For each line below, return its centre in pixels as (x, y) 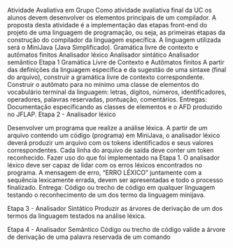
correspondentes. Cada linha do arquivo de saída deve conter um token (111, 150)
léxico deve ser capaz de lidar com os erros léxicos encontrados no (105, 165)
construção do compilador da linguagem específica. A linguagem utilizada (114, 40)
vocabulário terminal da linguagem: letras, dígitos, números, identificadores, (117, 92)
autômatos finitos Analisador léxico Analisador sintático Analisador (103, 55)
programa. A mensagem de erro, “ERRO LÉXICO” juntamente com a (105, 172)
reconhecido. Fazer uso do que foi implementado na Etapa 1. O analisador (114, 158)
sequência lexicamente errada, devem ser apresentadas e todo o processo (115, 180)
